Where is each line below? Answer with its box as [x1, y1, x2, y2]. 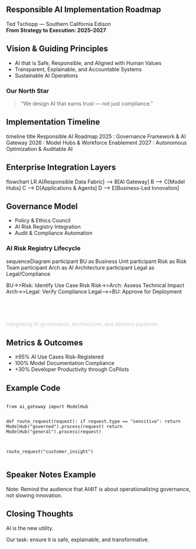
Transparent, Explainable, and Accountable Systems [14, 65, 142, 73]
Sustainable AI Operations [14, 72, 79, 79]
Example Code [6, 383, 61, 393]
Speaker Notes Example [6, 470, 96, 480]
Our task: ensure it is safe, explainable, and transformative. [6, 536, 149, 543]
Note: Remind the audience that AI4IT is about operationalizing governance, [6, 485, 191, 492]
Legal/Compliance [6, 270, 51, 277]
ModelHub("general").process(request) [6, 429, 102, 435]
